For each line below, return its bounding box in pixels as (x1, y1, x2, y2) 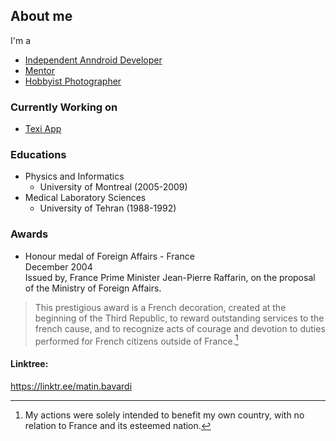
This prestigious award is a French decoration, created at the (34, 301, 287, 313)
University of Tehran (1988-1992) (39, 202, 177, 214)
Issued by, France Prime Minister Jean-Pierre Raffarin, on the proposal (24, 271, 316, 283)
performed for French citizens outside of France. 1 (34, 333, 239, 347)
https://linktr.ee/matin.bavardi (10, 380, 133, 392)
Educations (10, 148, 67, 162)
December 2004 (24, 260, 93, 273)
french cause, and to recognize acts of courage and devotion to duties (34, 322, 326, 334)
